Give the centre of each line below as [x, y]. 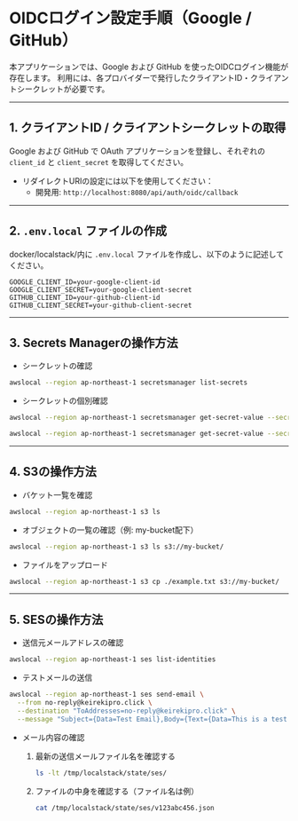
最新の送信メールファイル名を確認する [105, 756]
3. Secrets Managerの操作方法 [94, 343]
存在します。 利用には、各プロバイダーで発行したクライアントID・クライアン [149, 77]
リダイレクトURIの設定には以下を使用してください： [118, 181]
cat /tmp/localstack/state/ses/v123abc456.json [125, 808]
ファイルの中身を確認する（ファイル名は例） [117, 791]
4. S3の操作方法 [53, 472]
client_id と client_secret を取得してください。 [99, 162]
